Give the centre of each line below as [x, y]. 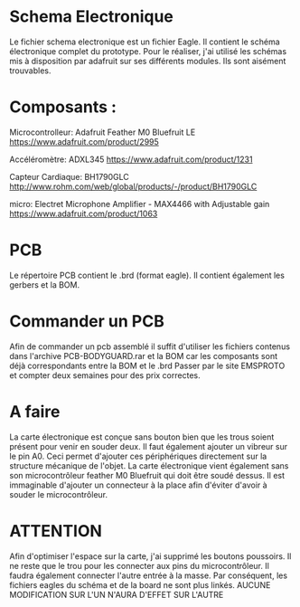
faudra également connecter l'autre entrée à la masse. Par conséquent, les [148, 575]
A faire [35, 411]
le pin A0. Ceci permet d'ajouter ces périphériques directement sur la [138, 456]
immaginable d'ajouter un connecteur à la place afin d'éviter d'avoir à [139, 485]
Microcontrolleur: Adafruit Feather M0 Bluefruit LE [103, 132]
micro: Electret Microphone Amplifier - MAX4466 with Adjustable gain [140, 204]
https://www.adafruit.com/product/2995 [84, 141]
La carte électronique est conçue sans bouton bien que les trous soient [142, 437]
